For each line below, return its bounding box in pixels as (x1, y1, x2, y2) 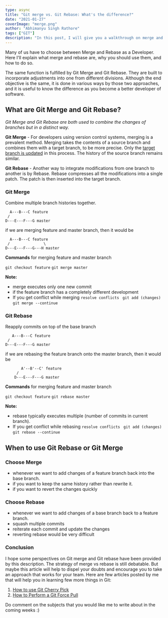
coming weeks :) (5, 607, 40, 613)
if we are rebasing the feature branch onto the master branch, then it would (5, 351, 161, 357)
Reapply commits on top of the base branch (5, 324, 97, 330)
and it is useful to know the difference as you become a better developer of (5, 85, 161, 92)
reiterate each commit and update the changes (12, 526, 110, 532)
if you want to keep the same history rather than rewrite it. (12, 481, 133, 487)
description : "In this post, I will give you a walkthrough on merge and (5, 36, 163, 41)
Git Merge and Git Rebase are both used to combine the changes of (5, 119, 146, 125)
